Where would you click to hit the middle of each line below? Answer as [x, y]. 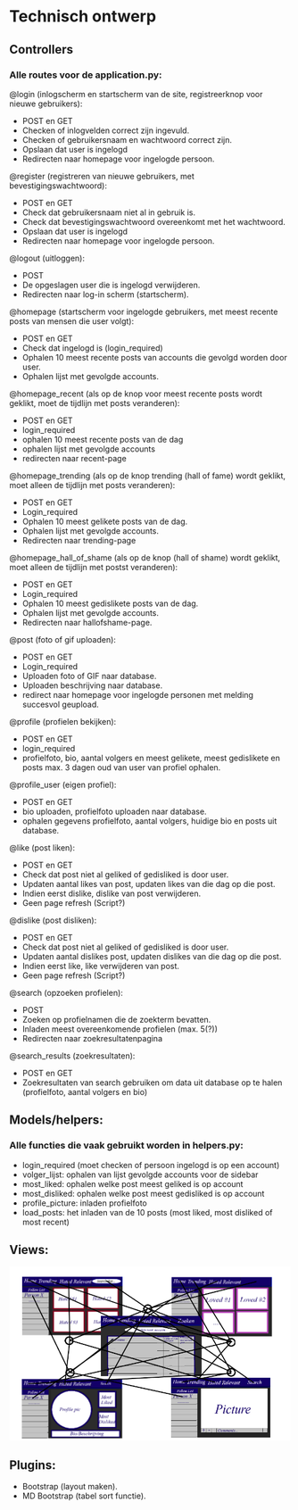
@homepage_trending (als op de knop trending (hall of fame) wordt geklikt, [148, 476]
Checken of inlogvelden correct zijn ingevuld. [106, 130]
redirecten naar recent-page [74, 458]
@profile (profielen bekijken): [63, 721]
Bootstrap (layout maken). [70, 1487]
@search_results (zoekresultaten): [72, 1056]
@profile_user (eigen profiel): [63, 784]
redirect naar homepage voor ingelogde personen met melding [138, 694]
